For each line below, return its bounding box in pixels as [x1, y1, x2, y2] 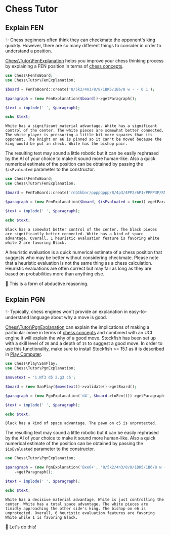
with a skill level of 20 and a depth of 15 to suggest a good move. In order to [5, 340, 163, 347]
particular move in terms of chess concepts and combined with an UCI [5, 330, 153, 336]
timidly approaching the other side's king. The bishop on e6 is [5, 506, 146, 511]
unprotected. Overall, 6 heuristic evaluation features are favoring [5, 510, 155, 516]
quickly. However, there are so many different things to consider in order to [5, 43, 162, 48]
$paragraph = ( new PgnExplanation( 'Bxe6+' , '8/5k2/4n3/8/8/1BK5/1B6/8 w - [5, 465, 166, 470]
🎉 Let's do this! [5, 524, 36, 530]
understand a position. [5, 48, 52, 54]
